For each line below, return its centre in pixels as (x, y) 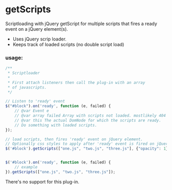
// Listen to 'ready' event (35, 101)
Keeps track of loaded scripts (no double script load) (68, 44)
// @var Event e (32, 111)
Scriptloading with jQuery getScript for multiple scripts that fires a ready (81, 24)
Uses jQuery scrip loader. (39, 39)
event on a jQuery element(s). (37, 29)
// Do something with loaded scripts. (56, 125)
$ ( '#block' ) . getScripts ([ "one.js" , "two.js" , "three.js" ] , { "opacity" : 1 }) (88, 149)
